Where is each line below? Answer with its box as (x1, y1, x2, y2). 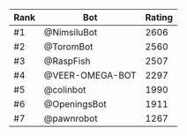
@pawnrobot (43, 112, 98, 125)
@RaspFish (43, 55, 91, 67)
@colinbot (43, 84, 86, 95)
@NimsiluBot (43, 26, 98, 38)
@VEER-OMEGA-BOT (43, 70, 137, 81)
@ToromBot (43, 41, 93, 52)
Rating (145, 11, 174, 23)
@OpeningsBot (43, 98, 108, 110)
